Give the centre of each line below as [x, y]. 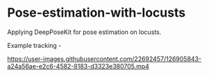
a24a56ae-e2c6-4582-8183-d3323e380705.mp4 [78, 66]
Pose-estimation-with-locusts [97, 13]
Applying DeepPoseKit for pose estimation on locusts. [84, 32]
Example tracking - [34, 45]
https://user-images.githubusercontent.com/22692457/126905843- [104, 59]
